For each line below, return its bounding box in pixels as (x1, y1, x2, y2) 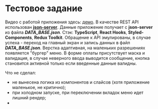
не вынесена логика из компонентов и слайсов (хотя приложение (12, 79, 150, 85)
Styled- (128, 29, 144, 35)
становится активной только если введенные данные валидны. (5, 60, 137, 66)
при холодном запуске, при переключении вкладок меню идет (12, 90, 144, 95)
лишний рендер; (12, 94, 46, 100)
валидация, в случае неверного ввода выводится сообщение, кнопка (5, 55, 150, 61)
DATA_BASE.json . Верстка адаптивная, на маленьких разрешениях (5, 45, 145, 51)
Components (5, 35, 32, 40)
